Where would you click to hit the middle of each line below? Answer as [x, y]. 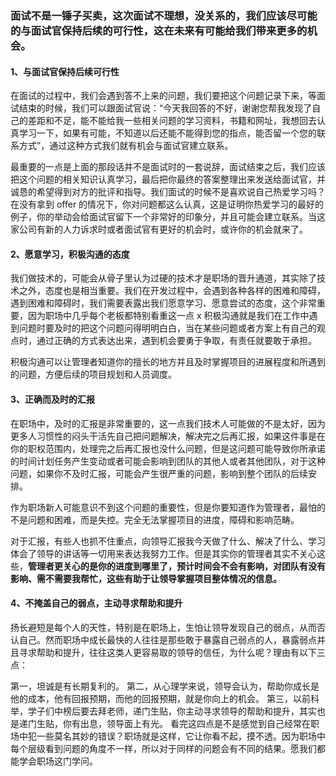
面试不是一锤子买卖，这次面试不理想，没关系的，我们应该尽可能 [164, 15]
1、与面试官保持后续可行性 [65, 71]
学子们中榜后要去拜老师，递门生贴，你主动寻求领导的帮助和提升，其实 [172, 711]
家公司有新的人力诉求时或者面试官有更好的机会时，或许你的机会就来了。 [159, 229]
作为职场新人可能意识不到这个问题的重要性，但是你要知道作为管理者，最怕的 [168, 507]
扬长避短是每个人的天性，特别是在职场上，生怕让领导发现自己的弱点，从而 [163, 627]
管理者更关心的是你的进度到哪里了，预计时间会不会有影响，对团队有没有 [177, 566]
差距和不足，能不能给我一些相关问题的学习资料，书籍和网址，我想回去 [172, 121]
